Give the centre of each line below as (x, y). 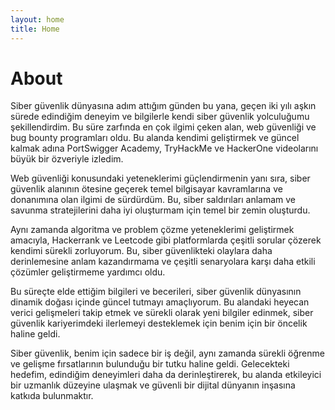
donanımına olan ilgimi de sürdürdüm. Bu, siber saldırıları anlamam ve (153, 200)
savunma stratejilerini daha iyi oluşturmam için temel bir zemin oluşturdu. (160, 210)
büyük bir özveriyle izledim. (67, 159)
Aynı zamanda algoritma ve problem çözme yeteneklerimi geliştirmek (152, 230)
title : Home (35, 29)
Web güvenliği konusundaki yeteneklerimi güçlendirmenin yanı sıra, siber (160, 178)
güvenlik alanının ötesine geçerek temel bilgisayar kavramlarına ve (146, 189)
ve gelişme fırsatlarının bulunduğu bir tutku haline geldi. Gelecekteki (150, 364)
